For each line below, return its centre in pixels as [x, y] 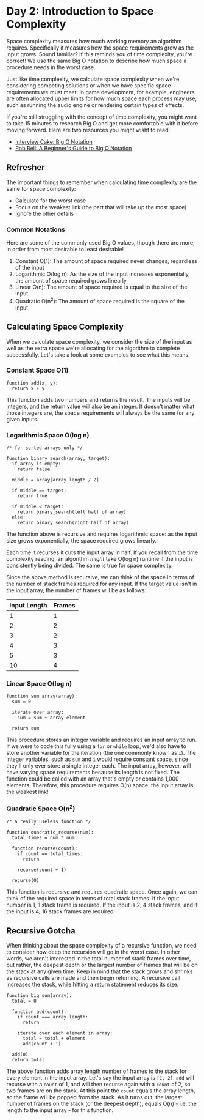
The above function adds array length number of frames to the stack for [97, 1071]
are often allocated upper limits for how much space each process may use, [101, 98]
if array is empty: [37, 464]
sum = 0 [22, 702]
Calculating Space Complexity [65, 327]
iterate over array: [38, 713]
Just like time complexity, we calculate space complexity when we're [93, 79]
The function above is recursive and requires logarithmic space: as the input [102, 534]
